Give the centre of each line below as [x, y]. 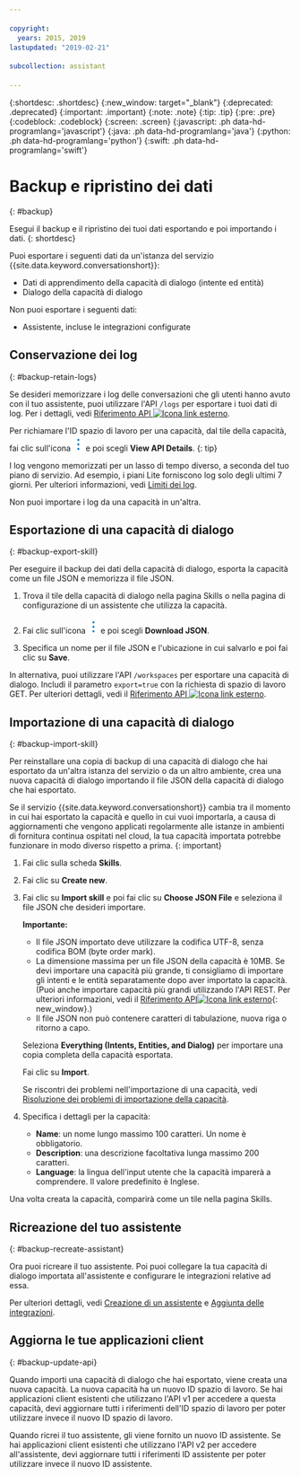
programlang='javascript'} [57, 131]
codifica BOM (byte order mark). [95, 952]
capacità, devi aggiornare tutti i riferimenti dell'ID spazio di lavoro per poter [148, 1408]
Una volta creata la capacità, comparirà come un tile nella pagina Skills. [141, 1199]
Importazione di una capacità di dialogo [122, 722]
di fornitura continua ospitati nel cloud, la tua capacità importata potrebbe [146, 836]
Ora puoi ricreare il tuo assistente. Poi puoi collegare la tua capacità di [138, 1267]
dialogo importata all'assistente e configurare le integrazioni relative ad [140, 1276]
